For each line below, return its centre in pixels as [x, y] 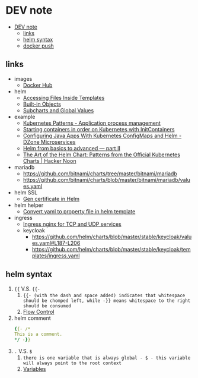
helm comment [32, 318]
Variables [34, 369]
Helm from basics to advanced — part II [72, 148]
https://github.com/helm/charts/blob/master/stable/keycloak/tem [111, 249]
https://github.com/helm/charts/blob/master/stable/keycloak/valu [112, 237]
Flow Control [39, 311]
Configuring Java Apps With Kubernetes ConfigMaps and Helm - [102, 136]
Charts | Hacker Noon [49, 160]
